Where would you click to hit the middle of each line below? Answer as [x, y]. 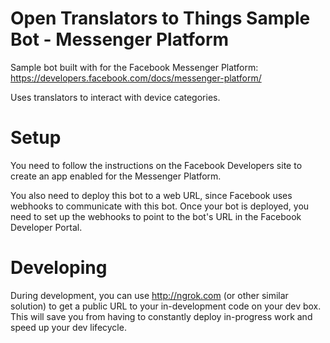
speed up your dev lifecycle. [68, 327]
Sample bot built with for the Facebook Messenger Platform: [134, 67]
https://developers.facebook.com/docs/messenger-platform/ [136, 78]
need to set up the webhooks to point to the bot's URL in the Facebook [156, 216]
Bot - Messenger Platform [120, 39]
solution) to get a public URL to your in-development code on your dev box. [166, 306]
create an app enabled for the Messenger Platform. [116, 176]
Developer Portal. [46, 227]
